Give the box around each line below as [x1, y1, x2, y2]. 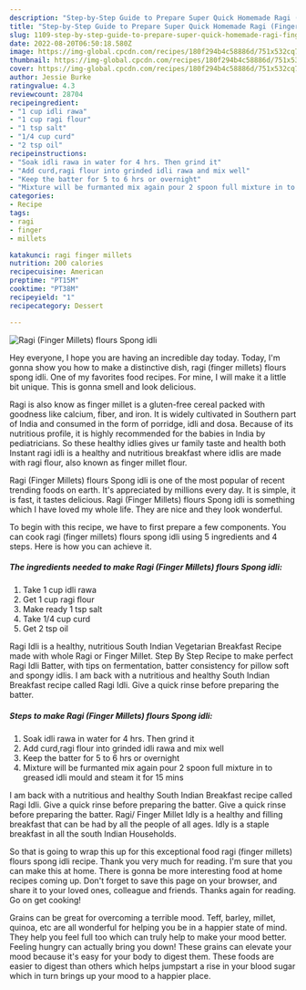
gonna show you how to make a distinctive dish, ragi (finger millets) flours [9, 361, 287, 372]
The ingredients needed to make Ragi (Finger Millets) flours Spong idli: [9, 562, 282, 573]
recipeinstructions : [9, 149, 88, 158]
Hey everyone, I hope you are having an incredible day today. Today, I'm [9, 352, 280, 363]
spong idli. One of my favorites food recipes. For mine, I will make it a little [9, 371, 287, 382]
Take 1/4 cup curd [22, 613, 91, 625]
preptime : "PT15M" [9, 276, 79, 286]
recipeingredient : [9, 98, 79, 108]
